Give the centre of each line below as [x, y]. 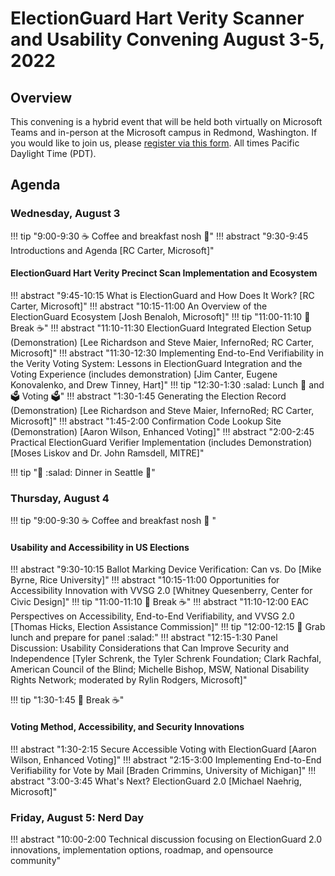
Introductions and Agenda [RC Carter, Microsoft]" [112, 250]
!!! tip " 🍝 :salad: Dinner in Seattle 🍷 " [83, 472]
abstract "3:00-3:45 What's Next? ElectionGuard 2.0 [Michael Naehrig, [156, 781]
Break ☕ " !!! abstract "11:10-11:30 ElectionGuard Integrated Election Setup [161, 328]
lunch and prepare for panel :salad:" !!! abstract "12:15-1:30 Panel [144, 638]
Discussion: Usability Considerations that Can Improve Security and [150, 648]
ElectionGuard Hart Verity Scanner [157, 18]
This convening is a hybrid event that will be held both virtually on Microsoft [166, 121]
